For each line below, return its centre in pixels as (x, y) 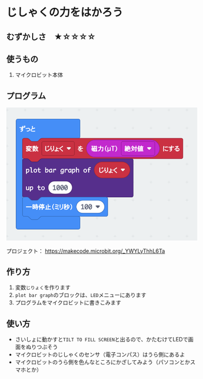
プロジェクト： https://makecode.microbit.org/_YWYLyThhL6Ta (86, 251)
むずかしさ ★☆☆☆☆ (51, 37)
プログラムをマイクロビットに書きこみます (68, 303)
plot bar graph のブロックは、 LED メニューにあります (81, 295)
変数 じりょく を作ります (43, 287)
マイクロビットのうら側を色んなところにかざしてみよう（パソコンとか (103, 362)
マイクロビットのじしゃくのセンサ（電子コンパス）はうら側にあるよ (100, 355)
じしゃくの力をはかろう (65, 12)
